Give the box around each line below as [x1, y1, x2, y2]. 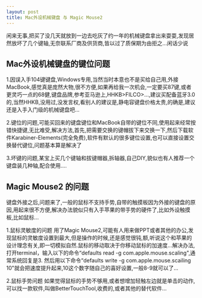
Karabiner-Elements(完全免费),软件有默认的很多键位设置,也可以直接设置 [11, 134, 189, 141]
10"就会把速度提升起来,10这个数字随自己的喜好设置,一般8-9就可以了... [6, 264, 179, 272]
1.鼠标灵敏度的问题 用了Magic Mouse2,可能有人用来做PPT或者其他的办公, [6, 227, 189, 234]
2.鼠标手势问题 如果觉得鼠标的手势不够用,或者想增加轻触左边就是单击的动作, [6, 277, 195, 285]
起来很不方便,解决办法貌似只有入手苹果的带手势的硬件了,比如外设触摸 [18, 206, 191, 213]
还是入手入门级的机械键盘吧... [6, 106, 80, 114]
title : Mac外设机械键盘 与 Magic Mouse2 [6, 15, 103, 21]
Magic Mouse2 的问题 [6, 181, 89, 192]
